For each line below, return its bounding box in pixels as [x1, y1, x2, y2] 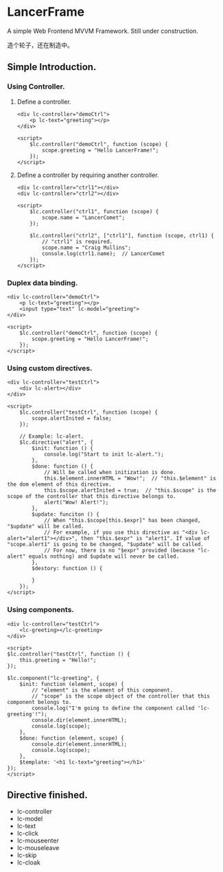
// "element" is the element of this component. [32, 687, 174, 694]
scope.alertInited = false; [32, 415, 112, 422]
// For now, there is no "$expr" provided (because [43, 547, 195, 554]
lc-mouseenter [16, 836, 60, 845]
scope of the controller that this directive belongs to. [7, 493, 176, 500]
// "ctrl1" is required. [42, 238, 113, 245]
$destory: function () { [32, 565, 103, 572]
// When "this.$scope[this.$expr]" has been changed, [43, 517, 201, 524]
